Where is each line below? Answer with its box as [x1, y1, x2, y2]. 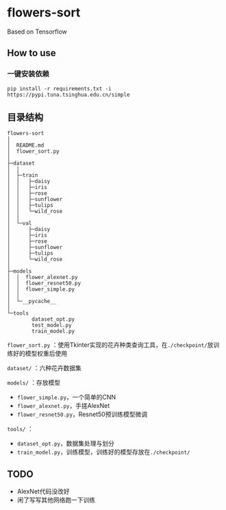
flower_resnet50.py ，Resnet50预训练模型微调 [16, 410, 148, 419]
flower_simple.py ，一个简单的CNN [16, 393, 116, 402]
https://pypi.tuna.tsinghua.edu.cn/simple [7, 91, 130, 98]
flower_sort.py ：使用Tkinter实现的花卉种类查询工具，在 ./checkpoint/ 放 [7, 341, 214, 349]
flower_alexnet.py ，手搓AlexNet [16, 402, 110, 410]
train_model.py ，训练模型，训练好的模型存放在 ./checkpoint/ [16, 448, 190, 457]
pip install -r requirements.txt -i [7, 85, 112, 92]
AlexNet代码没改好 [16, 487, 70, 496]
